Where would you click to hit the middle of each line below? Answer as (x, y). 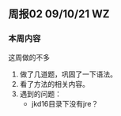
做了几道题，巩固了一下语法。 (68, 74)
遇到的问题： (40, 94)
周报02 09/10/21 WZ (59, 14)
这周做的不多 (29, 57)
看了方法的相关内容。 (54, 84)
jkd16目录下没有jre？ (65, 103)
